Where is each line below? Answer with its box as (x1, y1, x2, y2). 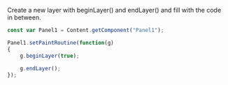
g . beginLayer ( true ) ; (20, 52, 80, 59)
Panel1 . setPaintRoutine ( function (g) (7, 39, 114, 46)
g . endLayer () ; (20, 65, 61, 72)
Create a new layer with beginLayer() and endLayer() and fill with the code (7, 6, 222, 14)
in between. (7, 13, 41, 22)
